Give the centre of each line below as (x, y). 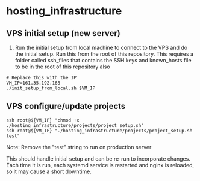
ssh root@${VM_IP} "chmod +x (43, 120)
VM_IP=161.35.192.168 (33, 83)
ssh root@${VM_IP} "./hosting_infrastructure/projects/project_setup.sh (99, 131)
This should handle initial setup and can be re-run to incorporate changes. (98, 159)
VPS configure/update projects (66, 106)
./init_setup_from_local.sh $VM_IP (51, 88)
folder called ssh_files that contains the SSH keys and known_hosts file (103, 60)
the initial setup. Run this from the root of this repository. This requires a (104, 54)
